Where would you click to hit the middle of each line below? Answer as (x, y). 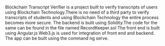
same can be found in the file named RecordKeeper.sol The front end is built (82, 28)
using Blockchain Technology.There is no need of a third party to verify (77, 12)
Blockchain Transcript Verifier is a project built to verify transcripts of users (81, 7)
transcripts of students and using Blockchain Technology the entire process (82, 17)
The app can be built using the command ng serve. (57, 38)
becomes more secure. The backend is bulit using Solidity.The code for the (81, 23)
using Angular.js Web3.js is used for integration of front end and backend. (80, 33)
